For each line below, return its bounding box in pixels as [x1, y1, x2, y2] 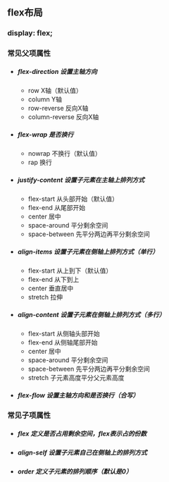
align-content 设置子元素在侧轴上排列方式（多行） [17, 310, 165, 319]
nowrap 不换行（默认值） [27, 149, 102, 158]
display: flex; [7, 28, 53, 38]
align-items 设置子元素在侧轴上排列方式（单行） [17, 247, 159, 256]
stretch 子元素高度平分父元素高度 [27, 373, 125, 382]
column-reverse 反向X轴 [27, 113, 99, 121]
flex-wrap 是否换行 [17, 130, 74, 139]
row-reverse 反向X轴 [27, 104, 89, 113]
